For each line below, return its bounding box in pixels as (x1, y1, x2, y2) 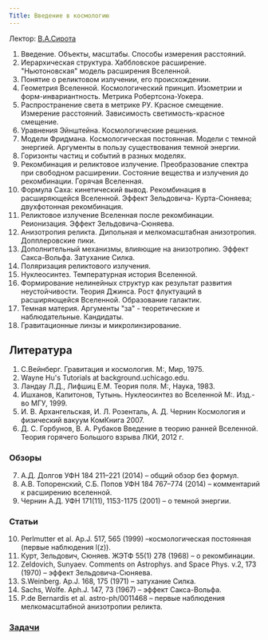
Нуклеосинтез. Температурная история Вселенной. (20, 269, 198, 279)
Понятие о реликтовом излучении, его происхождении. (20, 74, 211, 84)
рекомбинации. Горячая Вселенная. (20, 176, 144, 186)
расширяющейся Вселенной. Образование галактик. (20, 294, 202, 304)
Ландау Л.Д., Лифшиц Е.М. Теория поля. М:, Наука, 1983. (20, 381, 215, 391)
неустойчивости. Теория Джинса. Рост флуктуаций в (20, 286, 203, 296)
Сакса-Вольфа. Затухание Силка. (20, 252, 135, 262)
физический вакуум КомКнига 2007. (20, 416, 145, 425)
